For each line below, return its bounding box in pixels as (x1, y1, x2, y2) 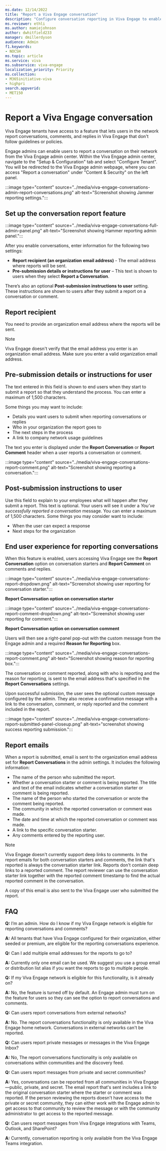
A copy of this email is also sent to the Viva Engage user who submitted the (5, 887, 159, 894)
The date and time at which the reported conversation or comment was (12, 816, 158, 822)
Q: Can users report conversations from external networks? (5, 1010, 126, 1015)
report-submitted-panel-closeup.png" (5, 721, 83, 727)
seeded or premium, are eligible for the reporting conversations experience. (5, 940, 160, 946)
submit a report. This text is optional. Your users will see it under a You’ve (5, 503, 155, 508)
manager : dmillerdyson (5, 35, 52, 40)
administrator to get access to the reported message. (5, 1111, 114, 1116)
